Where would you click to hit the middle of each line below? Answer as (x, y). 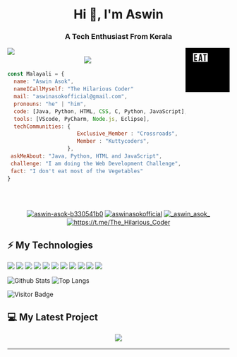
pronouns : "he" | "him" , (50, 104)
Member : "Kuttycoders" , (113, 141)
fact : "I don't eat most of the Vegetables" (77, 171)
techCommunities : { (42, 127)
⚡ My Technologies (50, 246)
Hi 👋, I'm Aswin (119, 14)
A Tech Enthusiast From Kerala (119, 37)
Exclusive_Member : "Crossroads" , (127, 134)
